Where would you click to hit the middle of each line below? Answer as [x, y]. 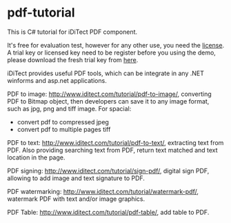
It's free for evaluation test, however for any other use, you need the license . [116, 45]
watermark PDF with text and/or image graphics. [76, 199]
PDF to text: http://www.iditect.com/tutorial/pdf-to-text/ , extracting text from [115, 142]
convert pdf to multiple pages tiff [64, 129]
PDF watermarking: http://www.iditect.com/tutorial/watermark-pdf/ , [103, 191]
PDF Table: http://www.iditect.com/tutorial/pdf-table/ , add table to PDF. [108, 212]
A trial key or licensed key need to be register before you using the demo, [111, 52]
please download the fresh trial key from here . [73, 59]
